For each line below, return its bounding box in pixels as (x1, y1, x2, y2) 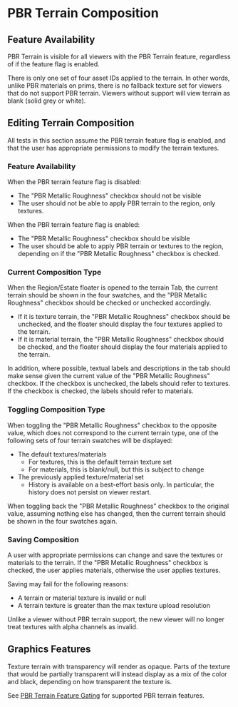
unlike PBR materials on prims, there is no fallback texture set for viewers (7, 81, 222, 90)
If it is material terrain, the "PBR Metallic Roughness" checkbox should (17, 335, 224, 344)
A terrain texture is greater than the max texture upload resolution (17, 601, 210, 609)
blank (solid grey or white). (7, 96, 86, 105)
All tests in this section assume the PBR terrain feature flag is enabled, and (7, 136, 226, 144)
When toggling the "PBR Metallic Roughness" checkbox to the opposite (7, 421, 217, 429)
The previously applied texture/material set (17, 472, 144, 481)
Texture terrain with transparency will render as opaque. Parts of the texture (7, 662, 231, 671)
